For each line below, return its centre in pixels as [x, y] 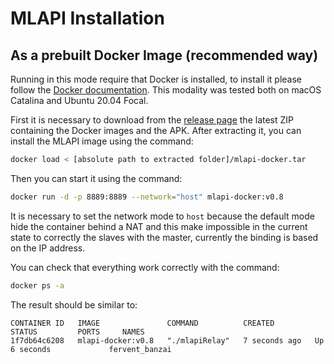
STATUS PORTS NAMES [77, 332]
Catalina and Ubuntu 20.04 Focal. [79, 100]
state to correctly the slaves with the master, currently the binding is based [164, 237]
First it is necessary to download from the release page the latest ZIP [152, 120]
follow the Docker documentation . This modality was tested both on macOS [166, 90]
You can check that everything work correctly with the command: [145, 267]
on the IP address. [48, 248]
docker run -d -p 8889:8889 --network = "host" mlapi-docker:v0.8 [147, 197]
